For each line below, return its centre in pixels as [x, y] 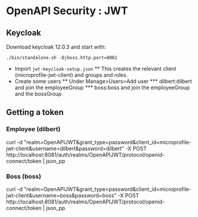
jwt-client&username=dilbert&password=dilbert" [65, 148]
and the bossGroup [38, 94]
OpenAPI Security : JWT [67, 11]
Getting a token [35, 113]
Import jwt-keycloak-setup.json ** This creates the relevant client [95, 69]
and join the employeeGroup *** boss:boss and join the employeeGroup [102, 88]
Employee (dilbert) [33, 129]
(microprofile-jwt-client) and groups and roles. [71, 75]
